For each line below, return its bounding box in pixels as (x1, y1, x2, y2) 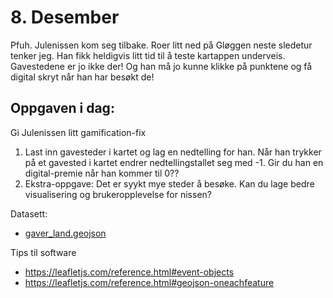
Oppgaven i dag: (10, 100, 115, 117)
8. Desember (10, 6, 120, 29)
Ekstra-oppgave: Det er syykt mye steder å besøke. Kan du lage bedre (24, 177, 315, 190)
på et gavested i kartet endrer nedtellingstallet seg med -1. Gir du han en (24, 156, 324, 168)
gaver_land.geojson (24, 227, 107, 239)
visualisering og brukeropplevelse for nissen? (24, 188, 212, 200)
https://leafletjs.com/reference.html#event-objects (24, 266, 235, 278)
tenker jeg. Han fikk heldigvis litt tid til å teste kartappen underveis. (10, 49, 286, 61)
